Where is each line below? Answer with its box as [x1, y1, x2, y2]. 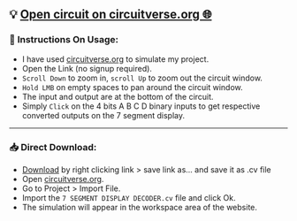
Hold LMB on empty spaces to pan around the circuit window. [21, 81, 243, 92]
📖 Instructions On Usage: [9, 34, 119, 46]
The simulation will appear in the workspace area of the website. [21, 202, 258, 212]
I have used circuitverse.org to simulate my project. [21, 53, 209, 65]
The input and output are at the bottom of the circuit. [21, 91, 214, 102]
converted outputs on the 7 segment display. [21, 110, 186, 120]
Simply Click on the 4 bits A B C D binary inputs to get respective [21, 101, 261, 111]
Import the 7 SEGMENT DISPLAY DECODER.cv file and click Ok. [21, 192, 236, 202]
